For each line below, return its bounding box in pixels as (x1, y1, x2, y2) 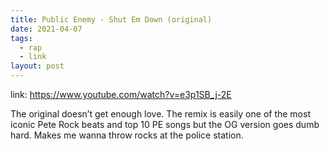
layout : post (10, 61, 65, 71)
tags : (10, 33, 33, 43)
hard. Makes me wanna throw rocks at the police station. (10, 129, 244, 141)
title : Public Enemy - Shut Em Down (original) (10, 14, 213, 25)
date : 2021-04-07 (10, 24, 83, 34)
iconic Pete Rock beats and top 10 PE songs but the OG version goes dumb (10, 119, 320, 130)
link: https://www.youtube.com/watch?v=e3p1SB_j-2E (10, 89, 232, 100)
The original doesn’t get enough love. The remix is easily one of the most (10, 108, 311, 120)
